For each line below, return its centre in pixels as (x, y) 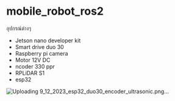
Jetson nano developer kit (48, 40)
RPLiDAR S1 (30, 73)
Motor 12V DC (33, 60)
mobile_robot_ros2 (55, 11)
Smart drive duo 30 (39, 47)
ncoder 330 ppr (35, 66)
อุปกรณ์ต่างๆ (19, 28)
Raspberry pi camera (41, 53)
